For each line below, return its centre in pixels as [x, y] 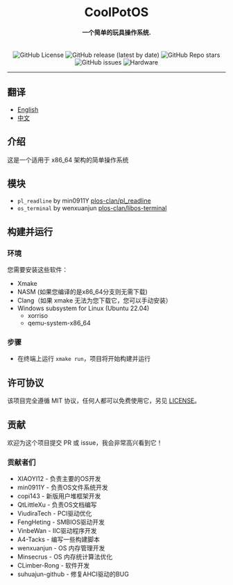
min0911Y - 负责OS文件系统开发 [63, 487]
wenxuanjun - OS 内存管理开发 [61, 548]
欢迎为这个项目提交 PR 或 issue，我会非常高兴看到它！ [85, 442]
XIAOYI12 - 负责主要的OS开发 [59, 479]
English [28, 109]
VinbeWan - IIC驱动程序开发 [57, 531]
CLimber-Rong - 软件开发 [53, 566]
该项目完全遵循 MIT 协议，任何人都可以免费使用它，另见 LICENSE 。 [104, 401]
